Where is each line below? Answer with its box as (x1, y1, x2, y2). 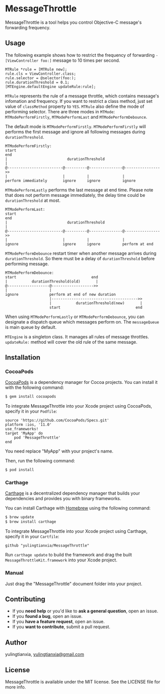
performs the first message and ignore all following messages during (5, 129, 146, 135)
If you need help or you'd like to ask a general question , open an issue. (12, 608, 159, 614)
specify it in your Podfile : (5, 409, 57, 415)
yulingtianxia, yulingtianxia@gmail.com (5, 651, 84, 657)
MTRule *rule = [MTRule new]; (5, 67, 68, 72)
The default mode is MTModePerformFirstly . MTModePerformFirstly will (5, 123, 146, 129)
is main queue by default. (5, 324, 57, 330)
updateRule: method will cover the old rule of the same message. (5, 339, 137, 345)
